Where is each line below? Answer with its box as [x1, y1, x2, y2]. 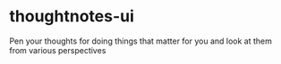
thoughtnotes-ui [9, 6, 134, 27]
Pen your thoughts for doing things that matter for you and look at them [9, 36, 273, 46]
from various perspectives [9, 44, 106, 55]
